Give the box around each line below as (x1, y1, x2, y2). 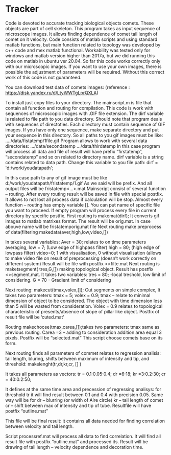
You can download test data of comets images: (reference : (5, 84, 130, 90)
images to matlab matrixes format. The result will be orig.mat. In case (5, 218, 151, 224)
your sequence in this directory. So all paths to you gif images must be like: (5, 132, 163, 138)
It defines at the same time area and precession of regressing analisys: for (5, 386, 162, 392)
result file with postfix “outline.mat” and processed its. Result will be (5, 438, 148, 445)
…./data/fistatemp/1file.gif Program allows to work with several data (5, 138, 148, 144)
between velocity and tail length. (5, 423, 74, 429)
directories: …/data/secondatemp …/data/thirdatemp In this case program (5, 143, 160, 149)
